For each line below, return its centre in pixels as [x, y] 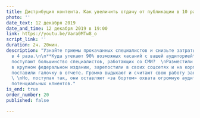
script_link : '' [26, 39]
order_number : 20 [28, 95]
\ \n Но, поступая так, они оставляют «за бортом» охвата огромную [96, 78]
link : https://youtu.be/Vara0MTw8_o [51, 34]
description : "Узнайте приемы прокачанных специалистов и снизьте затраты [101, 51]
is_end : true [22, 89]
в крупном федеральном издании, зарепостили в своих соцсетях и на [97, 67]
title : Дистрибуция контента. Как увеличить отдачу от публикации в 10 [97, 12]
